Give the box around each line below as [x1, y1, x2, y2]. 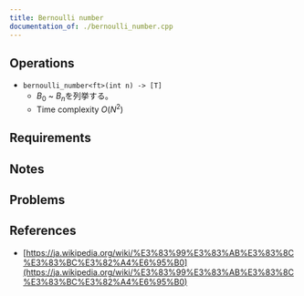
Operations [9, 56, 75, 71]
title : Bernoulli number [9, 13, 104, 23]
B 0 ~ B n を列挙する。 [36, 90, 114, 104]
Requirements [9, 130, 91, 146]
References [9, 223, 77, 239]
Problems [9, 192, 66, 208]
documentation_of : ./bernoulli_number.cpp [9, 22, 173, 31]
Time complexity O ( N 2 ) [36, 102, 124, 115]
